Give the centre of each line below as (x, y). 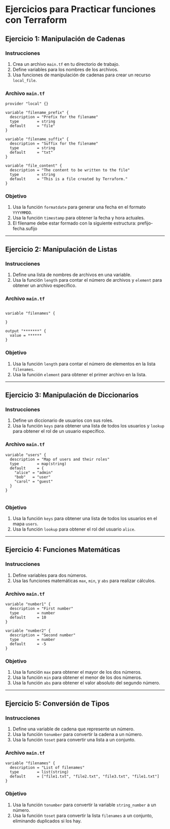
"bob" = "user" (33, 477)
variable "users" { (26, 455)
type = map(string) (38, 464)
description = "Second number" (43, 635)
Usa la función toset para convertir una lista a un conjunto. (74, 740)
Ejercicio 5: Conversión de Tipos (57, 703)
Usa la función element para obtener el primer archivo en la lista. (79, 374)
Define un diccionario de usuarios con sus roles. (63, 420)
